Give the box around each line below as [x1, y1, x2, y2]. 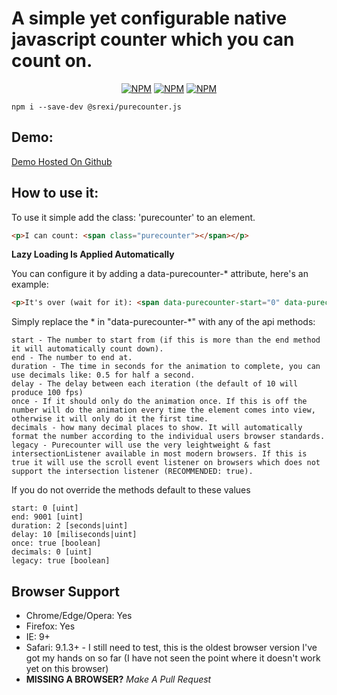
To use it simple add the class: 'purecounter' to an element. [11, 211, 256, 223]
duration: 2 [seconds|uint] [11, 521, 129, 531]
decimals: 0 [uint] [11, 547, 93, 557]
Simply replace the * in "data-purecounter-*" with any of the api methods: [11, 316, 316, 328]
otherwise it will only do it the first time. [11, 414, 209, 424]
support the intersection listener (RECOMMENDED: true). [11, 467, 254, 477]
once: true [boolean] [11, 538, 102, 549]
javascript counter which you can [11, 28, 295, 51]
